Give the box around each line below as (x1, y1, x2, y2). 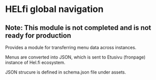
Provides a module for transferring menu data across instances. (5, 44, 136, 50)
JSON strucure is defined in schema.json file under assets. (5, 69, 126, 75)
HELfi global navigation (5, 3, 104, 15)
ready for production (5, 31, 71, 39)
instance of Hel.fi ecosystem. (5, 59, 66, 65)
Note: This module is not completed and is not (5, 23, 151, 32)
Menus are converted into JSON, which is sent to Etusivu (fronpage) (5, 54, 146, 60)
